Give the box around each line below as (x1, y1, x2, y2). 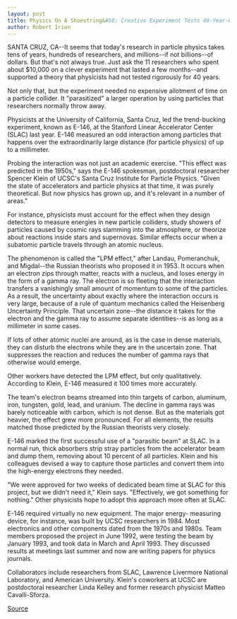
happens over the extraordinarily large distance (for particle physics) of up (7, 138, 224, 146)
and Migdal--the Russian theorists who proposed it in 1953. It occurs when (7, 262, 224, 270)
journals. (7, 555, 33, 563)
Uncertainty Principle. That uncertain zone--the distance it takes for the (7, 307, 216, 316)
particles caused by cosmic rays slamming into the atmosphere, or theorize (7, 226, 226, 234)
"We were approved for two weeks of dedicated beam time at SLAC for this (7, 480, 226, 489)
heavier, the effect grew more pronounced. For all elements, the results (7, 415, 214, 424)
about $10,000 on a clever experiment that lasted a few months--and (7, 65, 208, 74)
